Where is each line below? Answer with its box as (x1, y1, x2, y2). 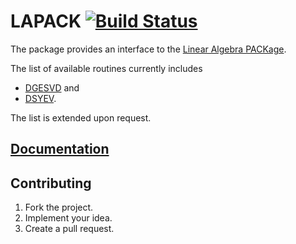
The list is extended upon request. (10, 111, 152, 124)
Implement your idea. (24, 212, 113, 224)
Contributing (10, 175, 92, 192)
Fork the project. (24, 201, 94, 214)
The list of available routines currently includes (10, 62, 203, 74)
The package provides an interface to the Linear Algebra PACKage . (10, 43, 287, 55)
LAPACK (10, 10, 82, 33)
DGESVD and (24, 81, 80, 94)
